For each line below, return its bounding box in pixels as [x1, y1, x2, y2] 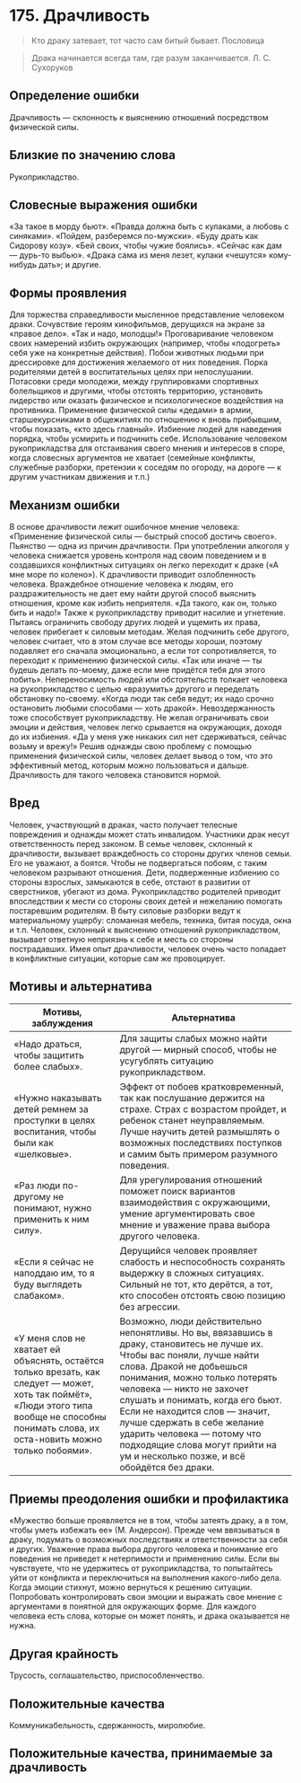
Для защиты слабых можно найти [119, 1032, 268, 1045]
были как [13, 1136, 54, 1149]
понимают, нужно [13, 1201, 92, 1214]
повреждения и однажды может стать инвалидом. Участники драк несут [9, 828, 290, 840]
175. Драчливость [9, 5, 150, 26]
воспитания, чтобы [13, 1125, 97, 1137]
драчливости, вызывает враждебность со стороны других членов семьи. [9, 848, 292, 859]
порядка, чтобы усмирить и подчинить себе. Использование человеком [9, 433, 288, 445]
